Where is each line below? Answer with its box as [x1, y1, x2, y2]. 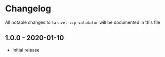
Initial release [12, 47, 40, 53]
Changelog [5, 3, 51, 14]
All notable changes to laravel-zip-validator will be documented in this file [5, 19, 161, 25]
